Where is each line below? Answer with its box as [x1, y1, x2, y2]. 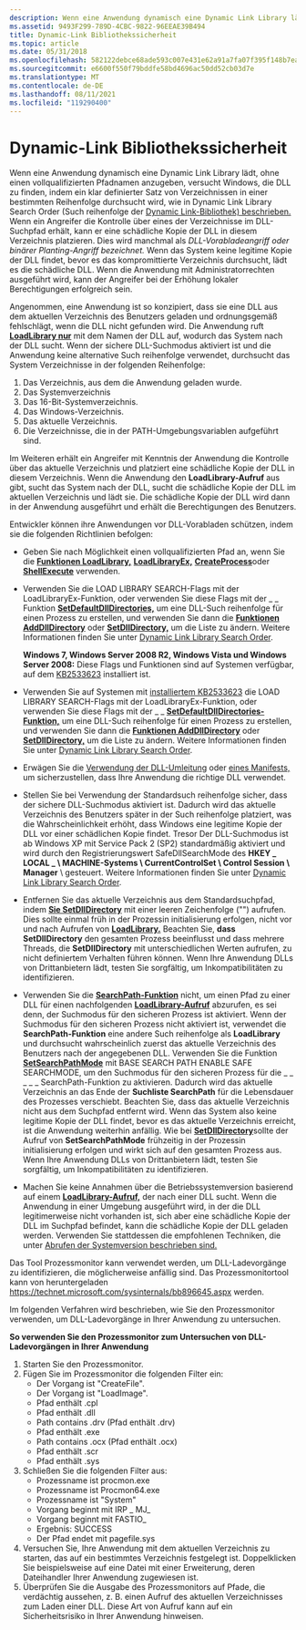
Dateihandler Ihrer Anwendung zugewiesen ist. [22, 1572, 199, 1583]
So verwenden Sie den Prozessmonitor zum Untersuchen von [9, 1332, 248, 1343]
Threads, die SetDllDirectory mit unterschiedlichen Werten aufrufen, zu [22, 943, 292, 954]
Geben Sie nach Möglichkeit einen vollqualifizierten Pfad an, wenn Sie [22, 546, 285, 557]
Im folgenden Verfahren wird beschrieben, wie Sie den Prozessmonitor [9, 1305, 275, 1315]
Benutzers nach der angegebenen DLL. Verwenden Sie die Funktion [22, 1047, 278, 1058]
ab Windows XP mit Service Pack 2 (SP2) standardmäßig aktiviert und [22, 838, 286, 849]
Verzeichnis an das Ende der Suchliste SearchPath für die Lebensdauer [22, 1087, 294, 1098]
